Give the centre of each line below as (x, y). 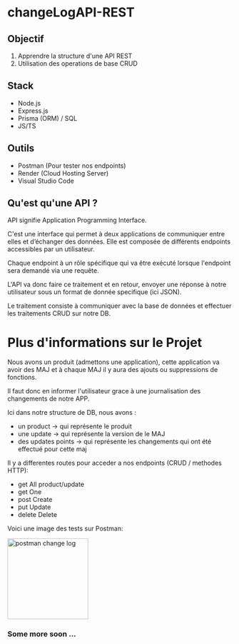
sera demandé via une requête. (53, 271)
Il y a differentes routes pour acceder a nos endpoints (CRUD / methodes (115, 463)
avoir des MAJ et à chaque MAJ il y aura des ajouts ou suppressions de (113, 370)
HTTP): (18, 471)
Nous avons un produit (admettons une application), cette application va (113, 362)
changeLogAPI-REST (71, 12)
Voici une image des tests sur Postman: (65, 528)
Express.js (33, 111)
